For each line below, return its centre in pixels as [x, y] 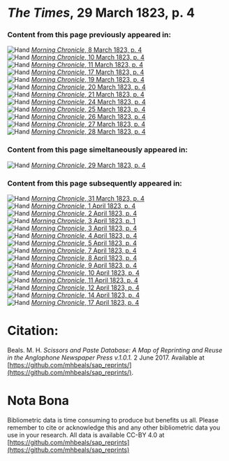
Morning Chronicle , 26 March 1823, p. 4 [88, 117]
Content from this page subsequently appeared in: [95, 183]
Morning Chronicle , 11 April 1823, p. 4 [84, 281]
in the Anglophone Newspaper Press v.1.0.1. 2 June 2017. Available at [106, 357]
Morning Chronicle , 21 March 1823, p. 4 [88, 94]
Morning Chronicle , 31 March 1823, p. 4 [88, 199]
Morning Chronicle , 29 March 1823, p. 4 [88, 165]
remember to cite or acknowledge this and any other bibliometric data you [114, 427]
